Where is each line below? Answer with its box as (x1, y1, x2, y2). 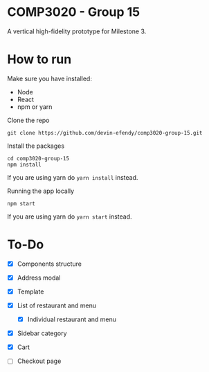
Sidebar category (17, 329, 67, 337)
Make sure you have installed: (7, 74, 92, 83)
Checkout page (17, 357, 62, 365)
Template (17, 287, 44, 296)
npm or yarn (17, 102, 53, 111)
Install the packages (7, 142, 64, 150)
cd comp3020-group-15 (7, 155, 70, 162)
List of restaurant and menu (17, 301, 97, 310)
